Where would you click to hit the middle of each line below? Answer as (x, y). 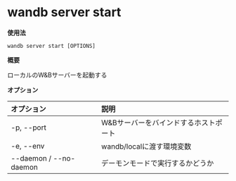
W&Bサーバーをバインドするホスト (158, 123)
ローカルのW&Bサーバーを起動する (57, 75)
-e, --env (28, 146)
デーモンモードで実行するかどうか (158, 163)
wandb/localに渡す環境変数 (146, 146)
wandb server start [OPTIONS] (52, 46)
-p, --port (29, 127)
